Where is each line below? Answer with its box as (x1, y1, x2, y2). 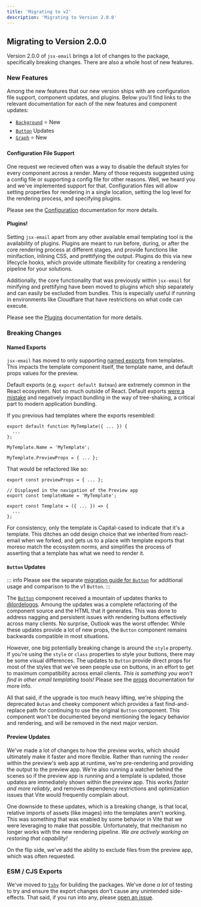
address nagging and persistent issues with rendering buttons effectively (7, 614, 187, 621)
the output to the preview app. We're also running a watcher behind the (7, 766, 183, 773)
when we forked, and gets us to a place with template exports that (21, 537, 185, 544)
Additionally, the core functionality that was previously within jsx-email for (7, 277, 191, 284)
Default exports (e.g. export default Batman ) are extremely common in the (7, 381, 191, 389)
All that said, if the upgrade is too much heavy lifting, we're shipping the (7, 694, 184, 701)
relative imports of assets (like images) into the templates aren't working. (7, 809, 187, 816)
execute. (7, 302, 29, 310)
